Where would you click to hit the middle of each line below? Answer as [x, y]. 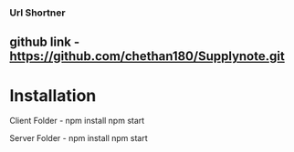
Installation [53, 95]
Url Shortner [37, 13]
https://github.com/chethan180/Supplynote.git [147, 56]
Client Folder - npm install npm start [77, 121]
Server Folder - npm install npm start [79, 138]
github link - [45, 42]
